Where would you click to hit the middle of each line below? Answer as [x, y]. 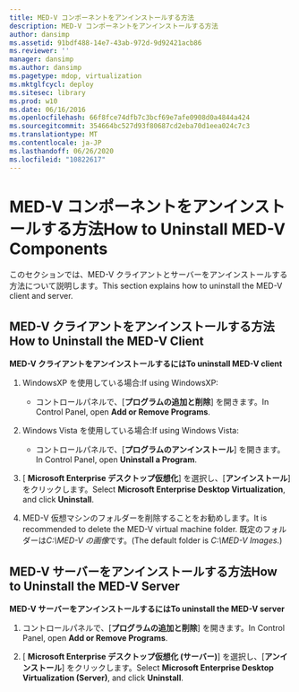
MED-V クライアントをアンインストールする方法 [142, 326]
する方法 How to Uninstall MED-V [163, 229]
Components [59, 249]
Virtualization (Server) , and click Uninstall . [103, 678]
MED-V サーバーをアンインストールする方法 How [143, 571]
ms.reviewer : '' [39, 51]
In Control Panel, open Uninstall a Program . [116, 460]
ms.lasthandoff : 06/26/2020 [62, 151]
